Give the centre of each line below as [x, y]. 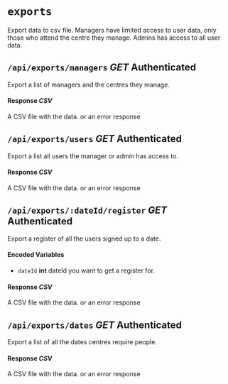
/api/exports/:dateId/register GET [87, 210]
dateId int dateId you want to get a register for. [86, 270]
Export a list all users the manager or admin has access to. [93, 156]
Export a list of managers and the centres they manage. [89, 84]
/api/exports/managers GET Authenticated [102, 68]
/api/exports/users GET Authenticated [95, 139]
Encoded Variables [36, 255]
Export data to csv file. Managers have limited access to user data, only [112, 30]
